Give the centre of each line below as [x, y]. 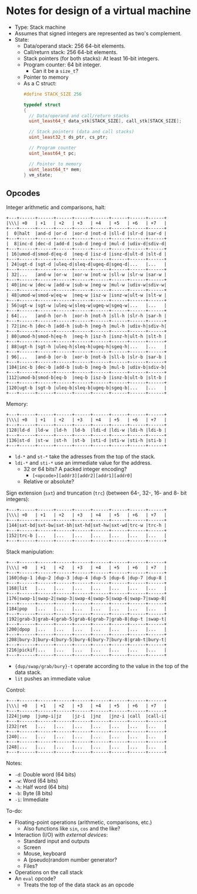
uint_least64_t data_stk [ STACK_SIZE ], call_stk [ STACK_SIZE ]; [105, 121]
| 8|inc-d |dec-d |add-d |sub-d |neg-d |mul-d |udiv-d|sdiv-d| [86, 244]
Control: [16, 690]
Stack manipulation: [30, 552]
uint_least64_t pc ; [52, 153]
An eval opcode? [35, 879]
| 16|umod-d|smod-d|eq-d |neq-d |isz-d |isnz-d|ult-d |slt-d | [86, 254]
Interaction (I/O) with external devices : [61, 835]
